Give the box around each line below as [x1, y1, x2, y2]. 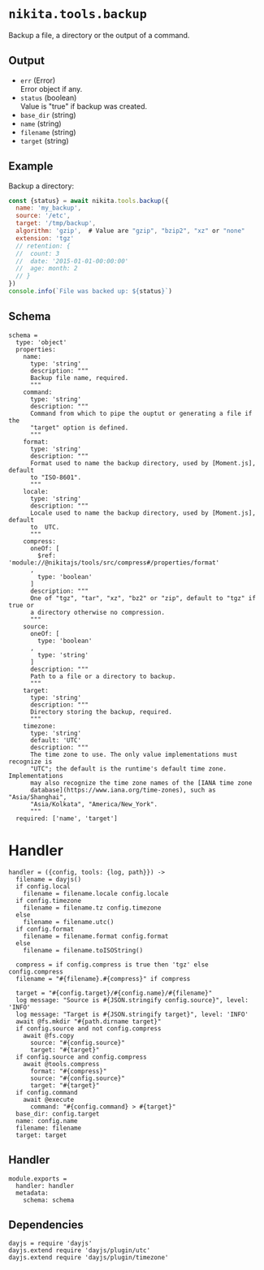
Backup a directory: [8, 181, 75, 191]
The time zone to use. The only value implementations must [29, 750, 238, 758]
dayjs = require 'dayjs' [8, 1239, 93, 1248]
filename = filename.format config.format [23, 932, 169, 940]
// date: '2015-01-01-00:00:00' [15, 257, 129, 266]
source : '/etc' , [15, 212, 71, 220]
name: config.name [15, 1117, 79, 1125]
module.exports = [8, 1174, 67, 1183]
